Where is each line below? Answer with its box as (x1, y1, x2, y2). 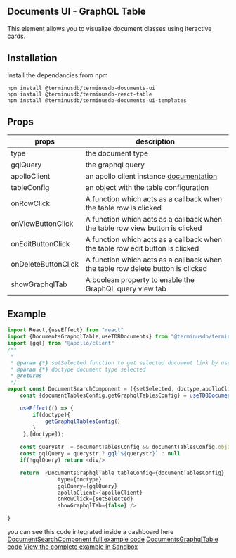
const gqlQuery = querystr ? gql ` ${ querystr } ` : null (20, 450, 181, 457)
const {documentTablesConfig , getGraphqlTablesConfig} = (20, 392, 188, 399)
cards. (7, 32, 26, 40)
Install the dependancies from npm (7, 70, 108, 80)
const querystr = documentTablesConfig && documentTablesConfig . (20, 443, 218, 451)
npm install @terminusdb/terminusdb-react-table (7, 91, 152, 98)
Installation (7, 52, 58, 64)
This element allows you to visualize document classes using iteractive (7, 24, 212, 32)
